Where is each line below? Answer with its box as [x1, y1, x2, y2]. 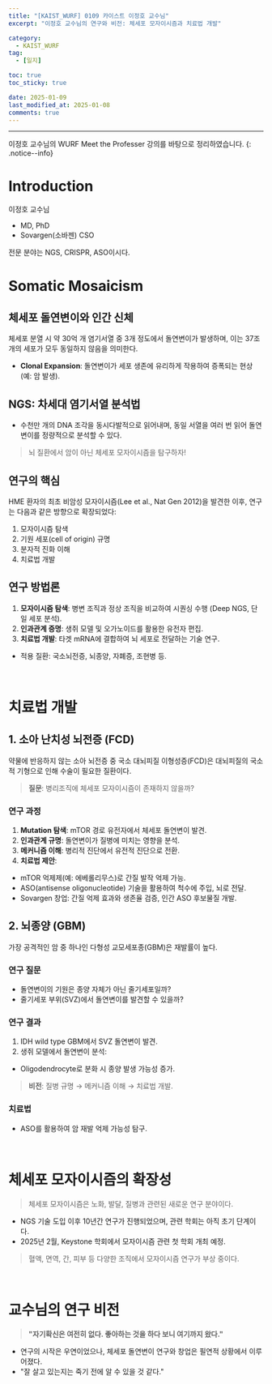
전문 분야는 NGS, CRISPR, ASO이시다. [8, 248, 131, 258]
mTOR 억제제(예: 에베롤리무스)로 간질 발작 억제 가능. [19, 873, 186, 883]
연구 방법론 [8, 580, 61, 594]
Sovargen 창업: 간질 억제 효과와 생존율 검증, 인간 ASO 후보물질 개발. [19, 893, 237, 903]
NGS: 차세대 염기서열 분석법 [8, 397, 141, 411]
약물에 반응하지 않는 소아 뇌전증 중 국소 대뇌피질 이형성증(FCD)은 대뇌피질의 [8, 755, 249, 766]
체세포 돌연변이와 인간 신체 [8, 310, 134, 324]
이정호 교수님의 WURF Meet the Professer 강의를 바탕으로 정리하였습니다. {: [8, 139, 252, 149]
